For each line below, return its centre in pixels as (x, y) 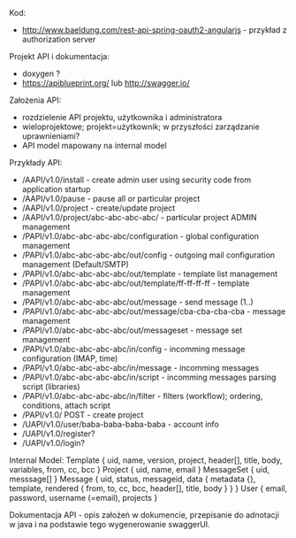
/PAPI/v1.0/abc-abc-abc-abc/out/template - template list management (150, 274)
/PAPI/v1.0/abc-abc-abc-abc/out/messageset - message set (132, 330)
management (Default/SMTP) (76, 264)
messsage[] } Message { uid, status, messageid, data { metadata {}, (133, 479)
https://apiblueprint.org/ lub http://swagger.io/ (106, 83)
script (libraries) (51, 387)
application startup (56, 189)
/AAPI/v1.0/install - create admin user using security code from (137, 180)
